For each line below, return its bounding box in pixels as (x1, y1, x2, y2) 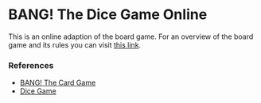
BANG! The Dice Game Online (8, 6, 208, 24)
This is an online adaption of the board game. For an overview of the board (8, 32, 254, 41)
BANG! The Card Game (19, 78, 96, 88)
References (8, 59, 54, 71)
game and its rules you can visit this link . (8, 40, 142, 49)
